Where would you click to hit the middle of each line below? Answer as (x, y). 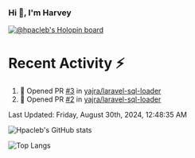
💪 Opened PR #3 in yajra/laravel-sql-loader (90, 91)
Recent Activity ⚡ (66, 64)
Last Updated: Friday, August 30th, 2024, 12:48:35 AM (98, 115)
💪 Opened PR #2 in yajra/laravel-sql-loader (90, 99)
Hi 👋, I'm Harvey (40, 13)
